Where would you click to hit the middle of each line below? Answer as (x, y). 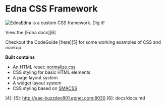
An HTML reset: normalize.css (44, 67)
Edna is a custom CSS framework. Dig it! (63, 23)
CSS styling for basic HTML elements (51, 72)
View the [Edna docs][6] (31, 32)
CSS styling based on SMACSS (45, 88)
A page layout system (35, 77)
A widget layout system (37, 83)
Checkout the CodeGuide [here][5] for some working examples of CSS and (83, 42)
